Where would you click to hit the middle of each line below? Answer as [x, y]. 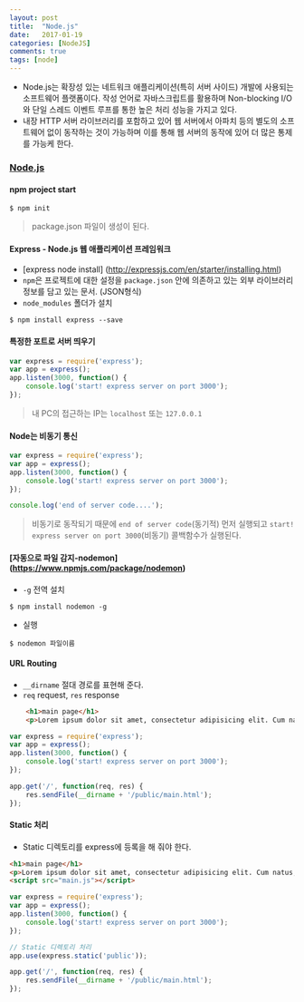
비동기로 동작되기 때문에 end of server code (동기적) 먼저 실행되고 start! [163, 524]
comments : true [38, 52]
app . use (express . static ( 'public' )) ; [78, 956]
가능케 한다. [53, 143]
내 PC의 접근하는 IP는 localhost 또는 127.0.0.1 [117, 413]
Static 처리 [29, 825]
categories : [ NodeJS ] [50, 43]
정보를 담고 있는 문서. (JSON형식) [82, 292]
